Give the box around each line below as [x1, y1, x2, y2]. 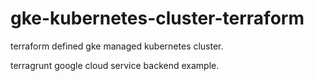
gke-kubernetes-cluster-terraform [10, 7, 305, 30]
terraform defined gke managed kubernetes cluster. [10, 40, 224, 52]
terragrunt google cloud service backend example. [10, 59, 220, 71]
